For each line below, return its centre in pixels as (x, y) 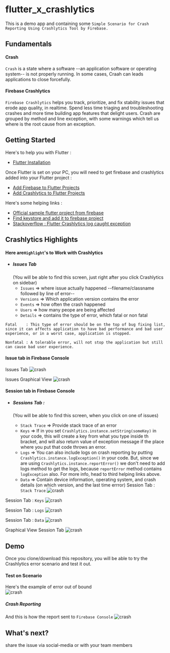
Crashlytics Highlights (42, 239)
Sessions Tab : (29, 402)
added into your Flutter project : (39, 178)
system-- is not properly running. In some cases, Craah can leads (75, 74)
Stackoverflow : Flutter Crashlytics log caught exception (72, 224)
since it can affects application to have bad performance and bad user (84, 329)
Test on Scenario (24, 575)
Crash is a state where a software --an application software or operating (81, 68)
